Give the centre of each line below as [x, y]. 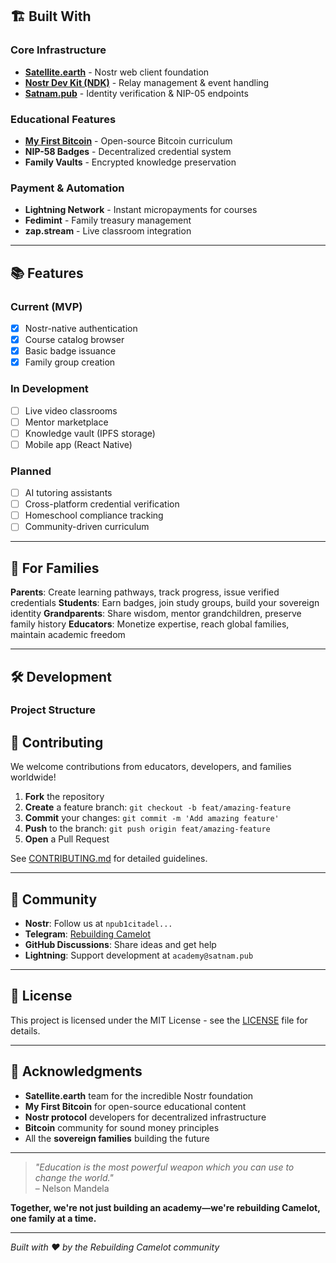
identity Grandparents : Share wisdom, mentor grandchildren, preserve [156, 614]
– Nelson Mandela [72, 1188]
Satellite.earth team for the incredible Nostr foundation [139, 1095]
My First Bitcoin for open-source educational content [135, 1106]
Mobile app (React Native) [78, 444]
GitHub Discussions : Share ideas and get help [120, 945]
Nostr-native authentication [81, 328]
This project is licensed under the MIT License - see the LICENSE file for [159, 1020]
